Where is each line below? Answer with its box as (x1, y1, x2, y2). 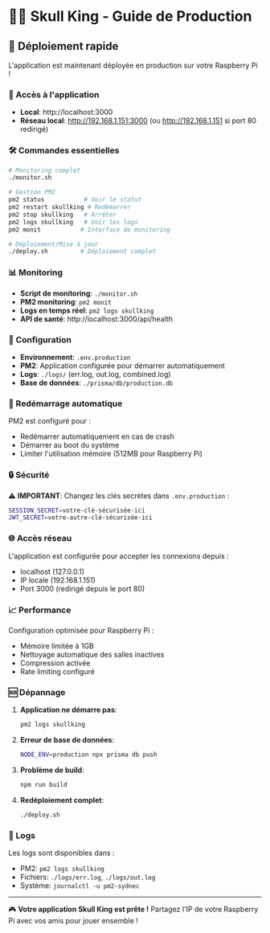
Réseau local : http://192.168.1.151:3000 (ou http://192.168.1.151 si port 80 (19, 116, 257, 125)
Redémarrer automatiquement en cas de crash (19, 432, 174, 441)
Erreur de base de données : (19, 735, 115, 745)
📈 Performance (8, 604, 72, 616)
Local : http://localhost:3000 (19, 108, 113, 117)
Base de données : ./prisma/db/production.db (19, 378, 174, 387)
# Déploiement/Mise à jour (8, 240, 99, 248)
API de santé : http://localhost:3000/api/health (19, 313, 173, 324)
